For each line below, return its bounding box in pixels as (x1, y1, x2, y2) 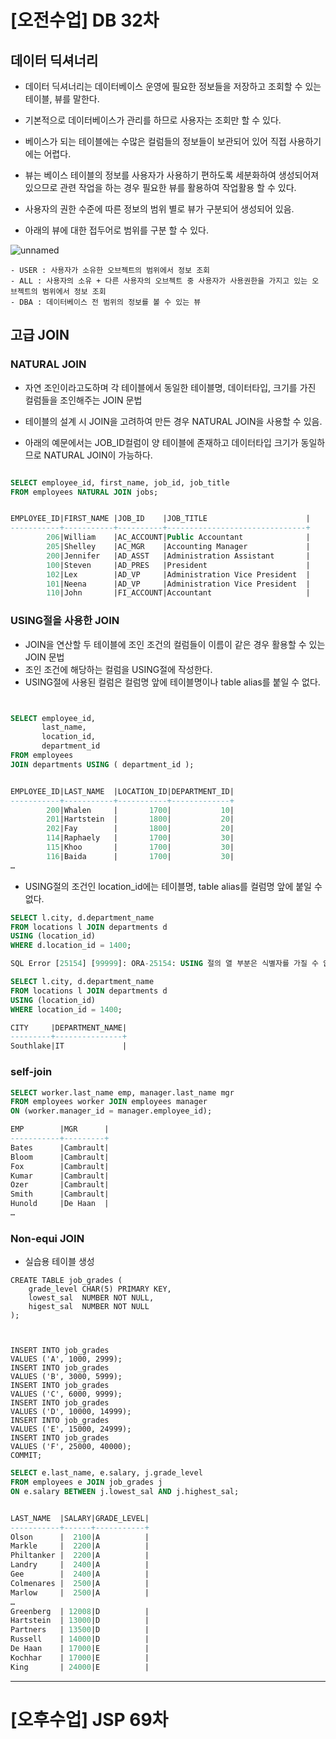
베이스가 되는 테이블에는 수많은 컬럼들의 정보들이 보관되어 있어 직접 (24, 136, 287, 147)
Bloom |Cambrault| (10, 1152, 110, 1162)
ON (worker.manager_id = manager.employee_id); (10, 1106, 213, 1116)
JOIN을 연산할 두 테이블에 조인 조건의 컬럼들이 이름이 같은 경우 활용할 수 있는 (24, 638, 326, 650)
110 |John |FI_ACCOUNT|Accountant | (46, 588, 311, 598)
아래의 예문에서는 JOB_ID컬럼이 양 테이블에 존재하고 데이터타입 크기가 (24, 436, 299, 448)
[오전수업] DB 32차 (10, 9, 160, 32)
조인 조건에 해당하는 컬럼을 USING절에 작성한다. (24, 663, 213, 675)
